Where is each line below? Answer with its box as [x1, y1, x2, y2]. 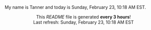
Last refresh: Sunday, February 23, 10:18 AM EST [33, 19, 134, 25]
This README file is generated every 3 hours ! [36, 14, 131, 19]
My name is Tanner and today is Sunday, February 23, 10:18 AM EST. [4, 4, 146, 10]
